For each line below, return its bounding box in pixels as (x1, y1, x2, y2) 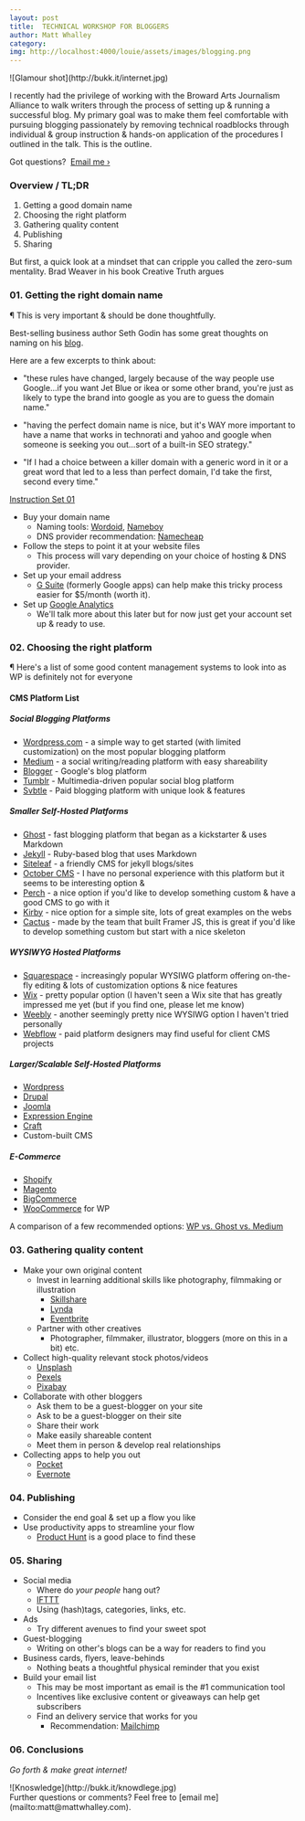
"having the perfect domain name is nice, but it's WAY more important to (22, 419, 296, 430)
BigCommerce (22, 1193, 78, 1204)
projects (22, 1038, 55, 1049)
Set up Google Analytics (22, 598, 114, 609)
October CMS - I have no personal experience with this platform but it (22, 867, 285, 878)
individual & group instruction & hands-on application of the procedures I (9, 129, 283, 140)
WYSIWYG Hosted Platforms (9, 947, 121, 958)
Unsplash (36, 1361, 73, 1372)
